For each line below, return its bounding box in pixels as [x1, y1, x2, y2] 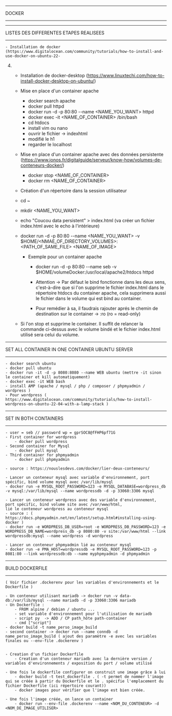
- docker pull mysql [14, 448, 58, 453]
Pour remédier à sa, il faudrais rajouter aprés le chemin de [35, 305, 158, 311]
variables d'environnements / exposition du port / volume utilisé [5, 661, 153, 666]
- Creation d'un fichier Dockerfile [5, 652, 83, 657]
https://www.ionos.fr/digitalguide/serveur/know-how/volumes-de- [22, 157, 162, 163]
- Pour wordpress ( [5, 393, 47, 398]
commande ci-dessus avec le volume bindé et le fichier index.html [20, 326, 161, 332]
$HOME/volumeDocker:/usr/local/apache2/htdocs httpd [35, 269, 154, 275]
